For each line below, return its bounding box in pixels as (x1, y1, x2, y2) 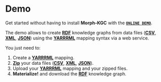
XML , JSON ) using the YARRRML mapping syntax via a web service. (5, 35, 149, 41)
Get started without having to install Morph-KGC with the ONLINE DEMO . (5, 20, 152, 26)
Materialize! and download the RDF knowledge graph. (12, 70, 127, 76)
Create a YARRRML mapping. (12, 54, 75, 61)
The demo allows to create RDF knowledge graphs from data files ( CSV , (5, 29, 156, 35)
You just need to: (5, 45, 41, 51)
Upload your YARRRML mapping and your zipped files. (12, 65, 128, 71)
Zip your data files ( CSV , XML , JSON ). (12, 60, 94, 66)
